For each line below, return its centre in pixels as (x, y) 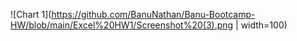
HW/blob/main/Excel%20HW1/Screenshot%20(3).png (122, 25)
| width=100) (261, 25)
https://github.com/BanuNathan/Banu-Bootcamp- (153, 14)
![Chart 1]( (31, 14)
